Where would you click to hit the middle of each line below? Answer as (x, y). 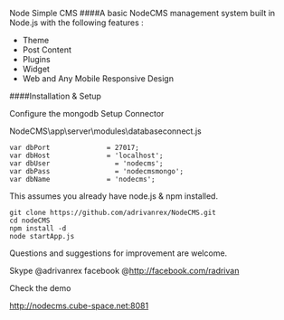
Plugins (37, 59)
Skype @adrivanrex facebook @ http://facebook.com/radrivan (124, 271)
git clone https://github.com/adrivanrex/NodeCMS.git (113, 212)
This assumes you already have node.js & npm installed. (114, 196)
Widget (36, 69)
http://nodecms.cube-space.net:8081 (79, 306)
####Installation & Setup (56, 96)
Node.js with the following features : (77, 23)
